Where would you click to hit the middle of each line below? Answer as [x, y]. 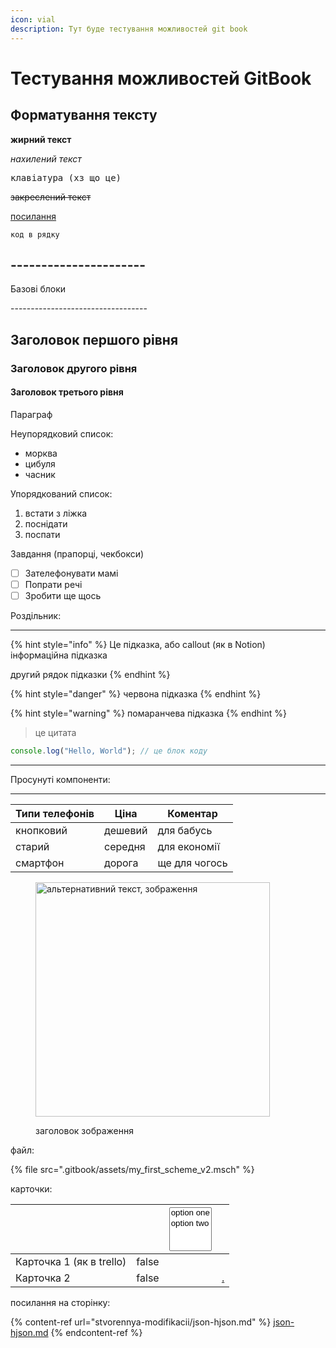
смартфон [40, 863]
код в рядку [35, 234]
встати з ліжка [56, 513]
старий [32, 846]
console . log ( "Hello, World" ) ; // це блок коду [109, 751]
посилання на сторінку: [60, 1302]
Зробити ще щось [63, 595]
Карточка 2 [43, 1278]
